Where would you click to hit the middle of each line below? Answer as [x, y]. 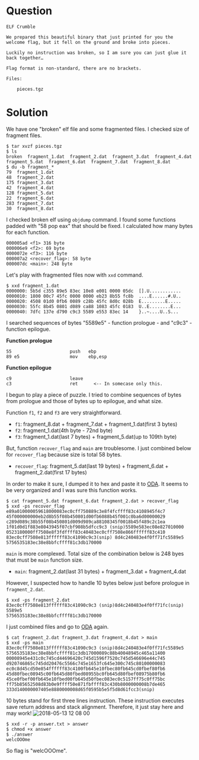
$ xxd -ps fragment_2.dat [38, 600]
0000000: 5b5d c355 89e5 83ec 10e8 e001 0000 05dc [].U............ [94, 291]
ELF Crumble [21, 27]
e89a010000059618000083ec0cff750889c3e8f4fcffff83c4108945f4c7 [86, 511]
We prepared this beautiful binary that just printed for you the [90, 37]
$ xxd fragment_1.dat [33, 286]
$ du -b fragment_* [30, 167]
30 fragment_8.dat [30, 208]
